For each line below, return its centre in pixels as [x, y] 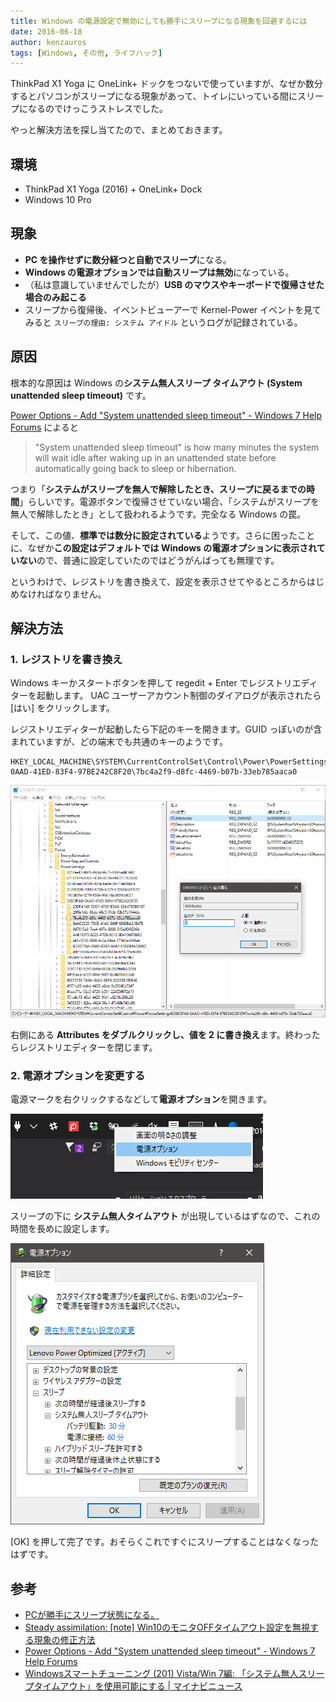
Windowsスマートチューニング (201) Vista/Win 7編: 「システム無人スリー [174, 1674]
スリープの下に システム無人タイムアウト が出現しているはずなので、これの [165, 1216]
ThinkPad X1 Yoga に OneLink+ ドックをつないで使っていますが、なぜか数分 [166, 84]
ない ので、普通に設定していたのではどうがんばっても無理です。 [149, 560]
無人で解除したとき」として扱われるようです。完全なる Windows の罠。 [158, 514]
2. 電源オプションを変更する [78, 1075]
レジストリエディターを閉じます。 [88, 1047]
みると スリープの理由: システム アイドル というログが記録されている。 [163, 322]
